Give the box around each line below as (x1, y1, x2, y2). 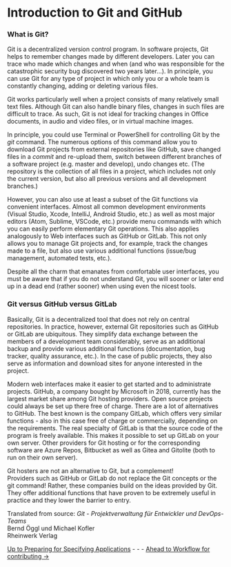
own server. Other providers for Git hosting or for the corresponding (7, 439, 201, 447)
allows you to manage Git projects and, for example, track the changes (7, 240, 208, 248)
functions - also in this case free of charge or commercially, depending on (7, 416, 218, 425)
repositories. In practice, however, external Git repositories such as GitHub (7, 323, 219, 331)
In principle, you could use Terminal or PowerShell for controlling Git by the (7, 131, 221, 139)
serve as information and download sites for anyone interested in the (7, 359, 203, 367)
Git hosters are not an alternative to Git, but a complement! (7, 466, 174, 474)
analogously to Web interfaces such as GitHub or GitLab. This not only (7, 232, 207, 240)
